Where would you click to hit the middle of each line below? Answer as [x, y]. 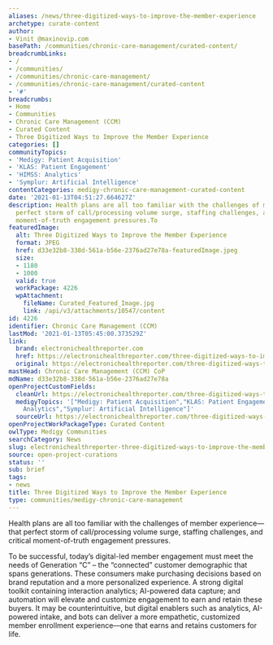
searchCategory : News [45, 439]
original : [32, 364]
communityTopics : [38, 152]
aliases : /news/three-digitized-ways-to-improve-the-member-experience [132, 16]
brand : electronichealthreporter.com [80, 349]
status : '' [27, 462]
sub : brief [27, 470]
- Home [19, 107]
